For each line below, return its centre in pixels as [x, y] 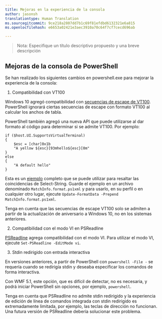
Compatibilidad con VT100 [38, 92]
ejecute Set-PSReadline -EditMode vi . [43, 243]
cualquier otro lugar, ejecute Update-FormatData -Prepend [62, 194]
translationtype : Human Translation [42, 18]
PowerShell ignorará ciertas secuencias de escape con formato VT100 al [77, 107]
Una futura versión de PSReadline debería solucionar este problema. [73, 311]
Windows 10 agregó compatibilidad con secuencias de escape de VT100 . [78, 101]
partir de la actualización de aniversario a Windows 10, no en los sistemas [78, 214]
